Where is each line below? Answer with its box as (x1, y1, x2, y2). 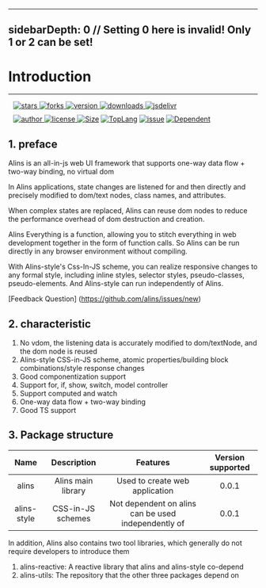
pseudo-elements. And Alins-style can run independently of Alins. (8, 279, 224, 288)
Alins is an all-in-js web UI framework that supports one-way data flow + (8, 158, 245, 168)
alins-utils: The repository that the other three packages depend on (19, 570, 240, 579)
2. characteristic (8, 317, 91, 330)
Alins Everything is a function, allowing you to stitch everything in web (8, 230, 237, 239)
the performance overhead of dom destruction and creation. (8, 215, 205, 224)
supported (209, 461, 250, 472)
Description (51, 456, 97, 468)
